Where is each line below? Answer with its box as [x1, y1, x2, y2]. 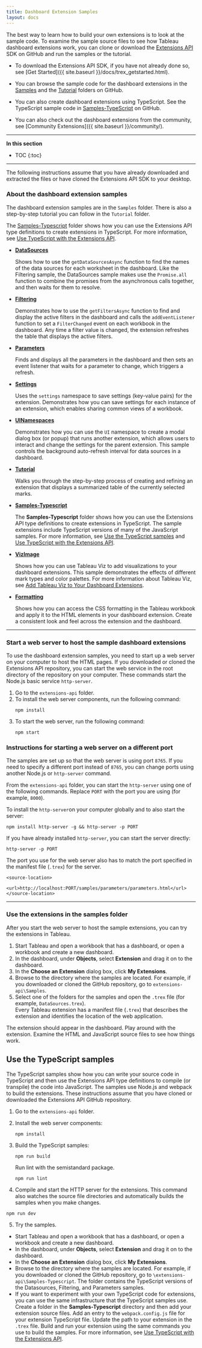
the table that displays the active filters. [14, 332, 113, 340]
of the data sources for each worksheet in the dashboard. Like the [14, 264, 179, 272]
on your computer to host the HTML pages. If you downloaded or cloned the [6, 658, 195, 666]
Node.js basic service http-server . [6, 678, 93, 685]
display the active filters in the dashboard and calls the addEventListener [14, 313, 195, 320]
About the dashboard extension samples [6, 190, 127, 199]
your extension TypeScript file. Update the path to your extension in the [14, 1315, 192, 1323]
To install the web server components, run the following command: [14, 696, 181, 703]
